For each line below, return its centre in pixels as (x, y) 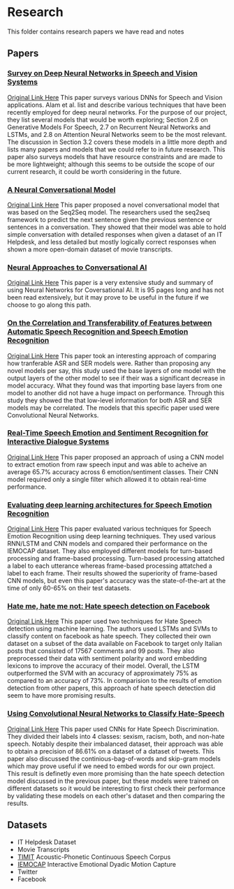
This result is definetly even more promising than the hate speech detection (116, 773)
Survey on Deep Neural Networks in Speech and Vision (102, 73)
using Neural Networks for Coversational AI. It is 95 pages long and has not (116, 290)
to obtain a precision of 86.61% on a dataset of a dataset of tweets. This (111, 751)
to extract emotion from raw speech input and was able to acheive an (107, 464)
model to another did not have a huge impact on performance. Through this (116, 392)
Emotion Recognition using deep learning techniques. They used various (112, 536)
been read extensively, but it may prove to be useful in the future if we (108, 297)
